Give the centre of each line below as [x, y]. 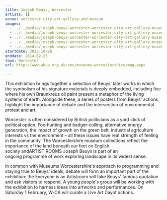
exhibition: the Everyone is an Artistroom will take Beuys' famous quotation [82, 177]
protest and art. [21, 110]
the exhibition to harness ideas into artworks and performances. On [74, 187]
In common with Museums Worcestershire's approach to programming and [82, 166]
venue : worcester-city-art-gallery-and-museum [54, 19]
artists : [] [17, 14]
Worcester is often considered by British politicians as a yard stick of [75, 120]
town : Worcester [22, 61]
